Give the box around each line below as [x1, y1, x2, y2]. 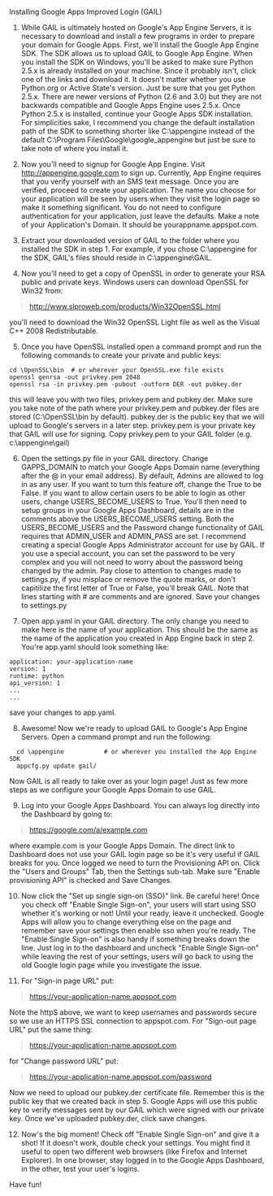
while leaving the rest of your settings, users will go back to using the [20, 951, 253, 961]
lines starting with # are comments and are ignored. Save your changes [20, 592, 261, 601]
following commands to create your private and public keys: [20, 350, 222, 360]
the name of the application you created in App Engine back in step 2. [20, 633, 255, 643]
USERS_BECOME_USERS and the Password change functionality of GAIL [20, 523, 265, 532]
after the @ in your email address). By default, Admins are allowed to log [20, 471, 263, 481]
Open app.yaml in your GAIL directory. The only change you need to [20, 616, 249, 625]
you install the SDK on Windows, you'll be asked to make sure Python [20, 57, 254, 67]
